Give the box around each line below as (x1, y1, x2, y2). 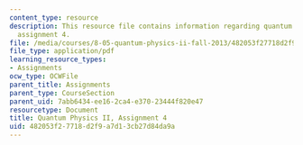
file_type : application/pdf (9, 47, 115, 56)
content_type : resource (9, 13, 99, 23)
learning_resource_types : (9, 55, 106, 64)
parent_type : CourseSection (9, 88, 115, 97)
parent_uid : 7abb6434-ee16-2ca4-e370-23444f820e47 (9, 96, 204, 106)
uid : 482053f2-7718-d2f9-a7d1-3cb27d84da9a (9, 122, 176, 131)
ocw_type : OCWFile (9, 72, 78, 81)
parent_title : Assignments (9, 80, 111, 89)
